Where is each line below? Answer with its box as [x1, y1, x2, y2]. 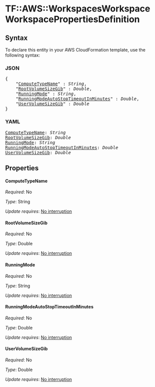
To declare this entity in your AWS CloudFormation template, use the [5, 47, 146, 53]
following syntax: [5, 52, 40, 58]
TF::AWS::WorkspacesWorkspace [5, 3, 151, 15]
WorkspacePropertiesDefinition [5, 14, 140, 25]
